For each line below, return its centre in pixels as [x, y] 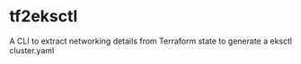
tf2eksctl [44, 16]
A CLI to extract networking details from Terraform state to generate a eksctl [151, 41]
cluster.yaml [32, 50]
